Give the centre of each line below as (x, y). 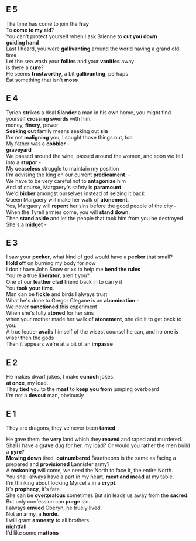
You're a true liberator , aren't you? (48, 275)
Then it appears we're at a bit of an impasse (59, 344)
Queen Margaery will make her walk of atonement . (68, 199)
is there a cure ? (25, 67)
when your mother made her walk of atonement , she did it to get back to (94, 319)
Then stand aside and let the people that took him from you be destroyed (94, 218)
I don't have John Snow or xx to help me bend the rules (73, 270)
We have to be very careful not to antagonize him (66, 181)
